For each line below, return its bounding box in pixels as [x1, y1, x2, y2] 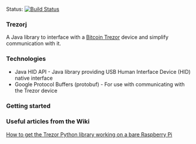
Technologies [6, 55, 46, 63]
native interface [14, 74, 53, 81]
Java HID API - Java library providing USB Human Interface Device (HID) [14, 68, 191, 75]
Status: [6, 6, 24, 12]
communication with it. [6, 40, 62, 47]
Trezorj [6, 20, 28, 28]
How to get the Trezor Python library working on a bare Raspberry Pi [6, 130, 172, 138]
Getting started [6, 102, 51, 110]
